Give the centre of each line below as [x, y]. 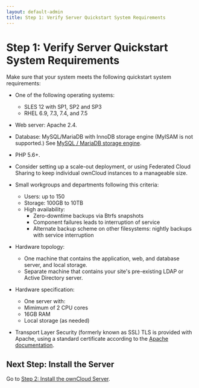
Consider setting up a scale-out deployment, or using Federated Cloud [103, 166]
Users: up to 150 [44, 197]
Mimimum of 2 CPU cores [56, 308]
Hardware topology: [40, 247]
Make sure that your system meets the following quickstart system [89, 77]
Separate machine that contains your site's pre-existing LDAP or [104, 271]
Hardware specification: [45, 290]
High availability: [44, 209]
